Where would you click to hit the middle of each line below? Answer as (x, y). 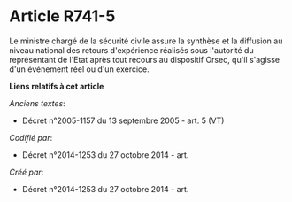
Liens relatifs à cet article (57, 86)
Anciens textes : (38, 103)
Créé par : (27, 172)
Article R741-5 (62, 16)
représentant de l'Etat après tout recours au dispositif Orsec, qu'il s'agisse (145, 59)
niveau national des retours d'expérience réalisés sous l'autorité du (131, 50)
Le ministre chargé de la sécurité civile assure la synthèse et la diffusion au (146, 41)
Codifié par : (31, 137)
